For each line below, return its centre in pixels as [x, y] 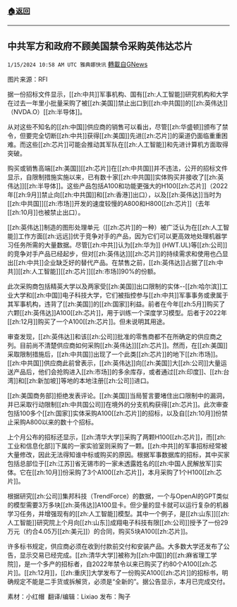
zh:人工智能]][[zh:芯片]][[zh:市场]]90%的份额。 [91, 271]
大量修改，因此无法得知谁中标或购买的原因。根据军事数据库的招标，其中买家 [119, 455]
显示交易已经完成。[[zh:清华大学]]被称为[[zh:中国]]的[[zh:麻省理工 [115, 556]
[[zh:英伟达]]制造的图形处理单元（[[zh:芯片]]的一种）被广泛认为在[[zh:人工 [115, 228]
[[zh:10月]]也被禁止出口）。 [46, 212]
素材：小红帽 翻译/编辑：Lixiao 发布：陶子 [69, 596]
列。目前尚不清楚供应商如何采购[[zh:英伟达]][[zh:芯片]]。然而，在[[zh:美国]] [117, 345]
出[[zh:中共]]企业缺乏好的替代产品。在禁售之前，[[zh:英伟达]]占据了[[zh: [112, 263]
